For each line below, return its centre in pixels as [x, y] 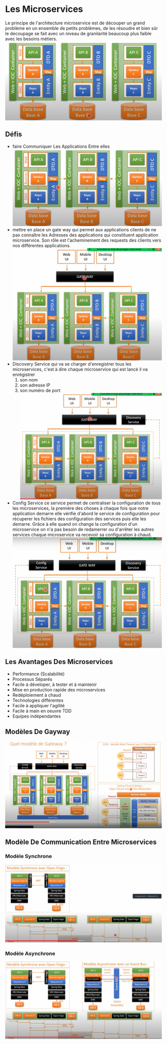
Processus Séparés [32, 679]
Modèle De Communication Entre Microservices [81, 842]
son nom [29, 380]
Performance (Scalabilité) [39, 674]
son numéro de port [40, 390]
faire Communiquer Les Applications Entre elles [61, 146]
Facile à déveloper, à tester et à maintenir [54, 684]
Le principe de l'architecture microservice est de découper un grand [75, 23]
